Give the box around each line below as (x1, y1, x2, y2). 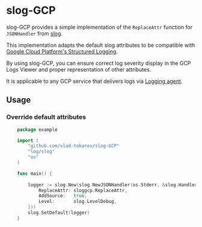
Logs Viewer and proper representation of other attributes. (6, 65, 151, 73)
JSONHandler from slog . (6, 29, 63, 37)
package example (17, 127, 58, 133)
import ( (17, 138, 39, 144)
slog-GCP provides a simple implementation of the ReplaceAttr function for (6, 23, 193, 31)
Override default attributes (6, 113, 86, 121)
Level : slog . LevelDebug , (38, 199, 117, 205)
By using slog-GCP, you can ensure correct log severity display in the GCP (6, 59, 191, 67)
